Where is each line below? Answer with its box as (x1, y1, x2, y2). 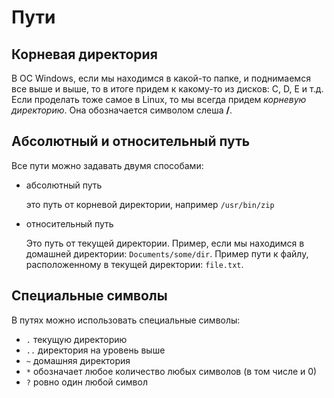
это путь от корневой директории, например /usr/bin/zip (25, 198, 275, 210)
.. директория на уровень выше (25, 344, 166, 356)
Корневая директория (11, 46, 158, 63)
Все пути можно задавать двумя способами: (11, 159, 204, 171)
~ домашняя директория (25, 354, 131, 366)
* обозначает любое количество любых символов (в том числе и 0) (25, 365, 318, 377)
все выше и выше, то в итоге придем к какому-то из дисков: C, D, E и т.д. (11, 83, 324, 95)
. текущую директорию (25, 333, 128, 345)
